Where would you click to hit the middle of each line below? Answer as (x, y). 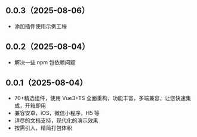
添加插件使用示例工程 (40, 26)
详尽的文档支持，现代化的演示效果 (56, 120)
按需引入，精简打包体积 (43, 128)
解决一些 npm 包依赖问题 (45, 62)
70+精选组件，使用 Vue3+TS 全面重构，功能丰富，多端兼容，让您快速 (100, 98)
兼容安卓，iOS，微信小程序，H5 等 (57, 113)
